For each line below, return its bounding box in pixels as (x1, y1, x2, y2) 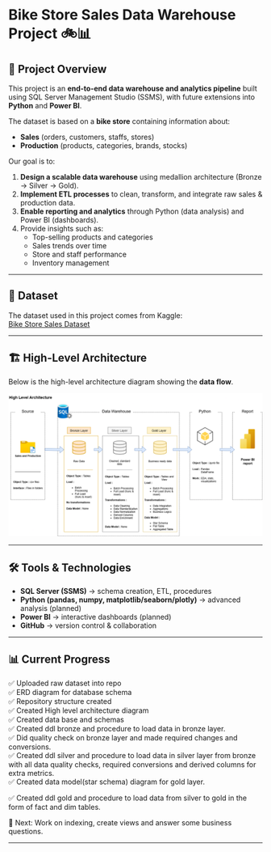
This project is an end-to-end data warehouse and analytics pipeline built (8, 83, 258, 93)
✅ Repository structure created (8, 696, 112, 706)
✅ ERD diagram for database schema (8, 687, 132, 697)
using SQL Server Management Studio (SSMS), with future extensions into (8, 92, 256, 102)
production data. (19, 198, 76, 207)
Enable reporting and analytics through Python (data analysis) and (19, 206, 244, 216)
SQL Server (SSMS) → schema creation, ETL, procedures (19, 586, 212, 596)
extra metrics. (8, 768, 55, 778)
